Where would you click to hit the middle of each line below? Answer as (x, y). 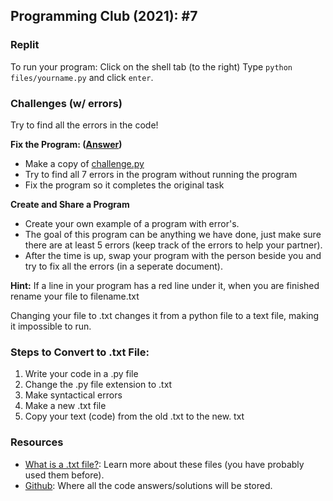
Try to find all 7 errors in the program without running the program (161, 174)
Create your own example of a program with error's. (132, 223)
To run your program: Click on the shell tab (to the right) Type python (151, 66)
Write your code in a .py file (81, 374)
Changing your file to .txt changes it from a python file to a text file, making (165, 315)
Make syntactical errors (73, 395)
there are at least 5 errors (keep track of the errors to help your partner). (173, 245)
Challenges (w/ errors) (66, 103)
